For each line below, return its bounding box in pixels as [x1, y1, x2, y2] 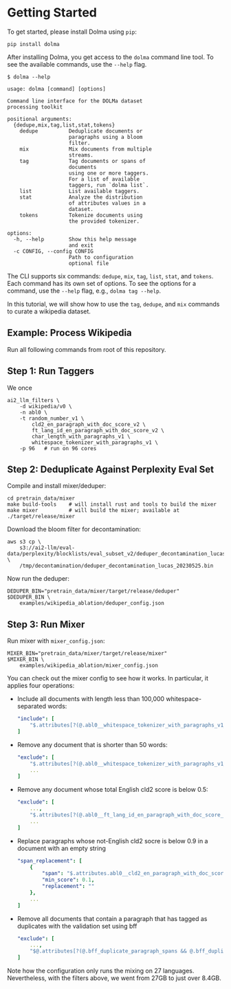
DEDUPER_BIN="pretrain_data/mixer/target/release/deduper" [7, 588, 180, 595]
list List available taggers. [19, 188, 140, 195]
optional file [68, 260, 109, 267]
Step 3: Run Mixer [7, 619, 85, 630]
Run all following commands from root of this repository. [7, 345, 166, 353]
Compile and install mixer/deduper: [7, 482, 107, 490]
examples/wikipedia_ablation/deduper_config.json [19, 600, 165, 607]
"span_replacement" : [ [16, 857, 82, 864]
